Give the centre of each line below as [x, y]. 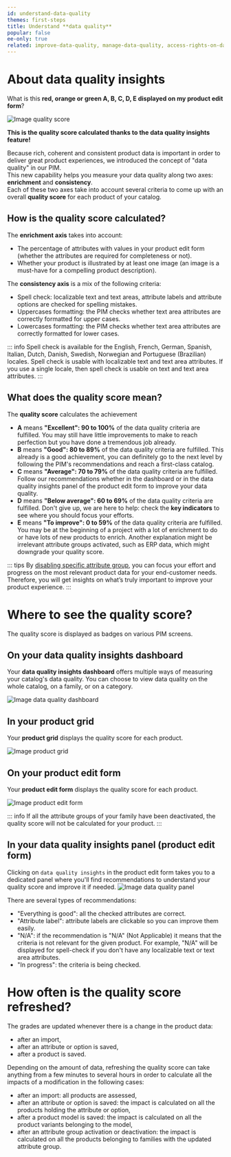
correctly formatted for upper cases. [69, 319]
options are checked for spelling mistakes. [77, 304]
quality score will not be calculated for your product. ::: [85, 823]
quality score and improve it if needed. [62, 887]
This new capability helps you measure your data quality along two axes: [110, 175]
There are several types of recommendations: [72, 900]
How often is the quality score [94, 992]
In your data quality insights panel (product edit [111, 845]
